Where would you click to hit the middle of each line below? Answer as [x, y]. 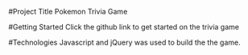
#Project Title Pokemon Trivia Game [68, 12]
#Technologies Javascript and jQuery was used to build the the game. [124, 42]
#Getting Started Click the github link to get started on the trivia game [124, 27]
